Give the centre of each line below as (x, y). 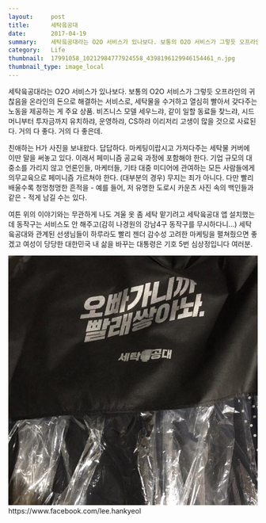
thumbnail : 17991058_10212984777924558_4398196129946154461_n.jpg (122, 59)
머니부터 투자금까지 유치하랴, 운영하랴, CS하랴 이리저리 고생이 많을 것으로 (122, 121)
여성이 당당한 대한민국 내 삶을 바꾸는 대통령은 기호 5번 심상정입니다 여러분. (138, 244)
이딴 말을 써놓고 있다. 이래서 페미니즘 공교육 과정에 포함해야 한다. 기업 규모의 (126, 158)
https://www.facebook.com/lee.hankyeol (75, 510)
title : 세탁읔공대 (43, 25)
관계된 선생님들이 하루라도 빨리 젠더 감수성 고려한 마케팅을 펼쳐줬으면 (142, 234)
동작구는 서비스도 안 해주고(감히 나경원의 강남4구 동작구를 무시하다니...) (127, 224)
